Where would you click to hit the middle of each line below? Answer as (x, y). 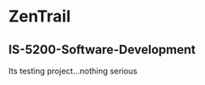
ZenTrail (40, 17)
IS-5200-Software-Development (102, 50)
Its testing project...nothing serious (73, 71)
